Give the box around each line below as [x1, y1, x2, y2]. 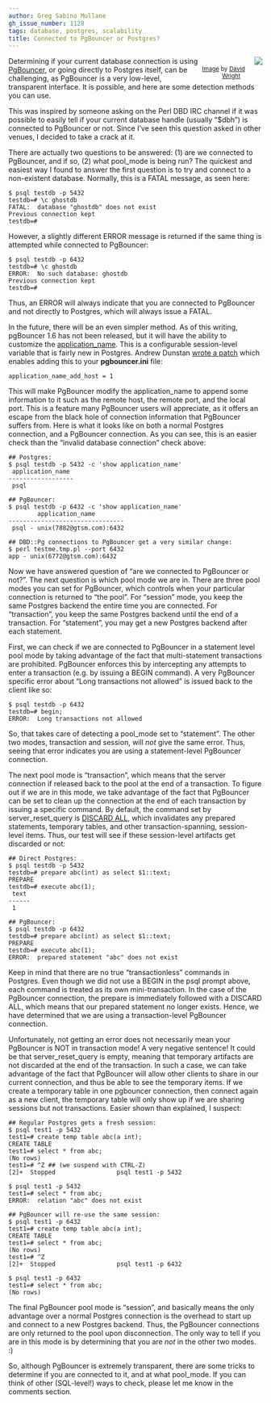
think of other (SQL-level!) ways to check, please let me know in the [8, 1378, 234, 1388]
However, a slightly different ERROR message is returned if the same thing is [8, 232, 262, 241]
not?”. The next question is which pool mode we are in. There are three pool [8, 575, 261, 585]
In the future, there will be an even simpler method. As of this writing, [8, 322, 238, 332]
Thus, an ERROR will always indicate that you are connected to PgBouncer [8, 298, 256, 308]
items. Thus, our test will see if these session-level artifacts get [25, 831, 236, 840]
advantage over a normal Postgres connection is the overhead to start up [8, 1311, 252, 1321]
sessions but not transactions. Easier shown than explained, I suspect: [8, 1104, 242, 1113]
